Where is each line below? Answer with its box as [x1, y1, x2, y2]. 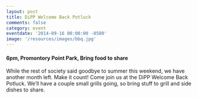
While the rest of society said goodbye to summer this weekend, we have [6, 67, 185, 74]
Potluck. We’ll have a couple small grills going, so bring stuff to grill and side [6, 80, 192, 87]
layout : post [6, 8, 38, 15]
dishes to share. [6, 86, 46, 93]
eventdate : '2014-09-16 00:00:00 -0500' [6, 31, 108, 37]
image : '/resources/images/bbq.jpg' [6, 36, 96, 42]
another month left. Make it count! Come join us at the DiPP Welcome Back [6, 74, 188, 81]
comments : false [6, 19, 46, 25]
